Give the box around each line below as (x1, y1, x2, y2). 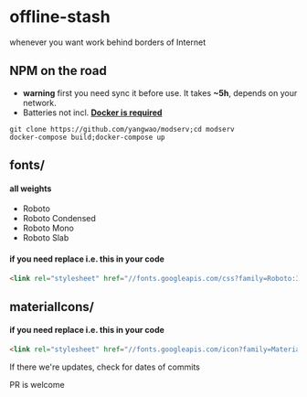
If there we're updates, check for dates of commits (9, 361, 201, 372)
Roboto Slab (22, 232, 69, 243)
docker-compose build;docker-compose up (9, 133, 166, 142)
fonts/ (9, 157, 46, 173)
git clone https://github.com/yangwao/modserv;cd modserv (9, 124, 235, 134)
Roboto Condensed (22, 213, 96, 224)
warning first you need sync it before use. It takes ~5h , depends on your (22, 87, 298, 98)
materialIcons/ (9, 299, 94, 315)
